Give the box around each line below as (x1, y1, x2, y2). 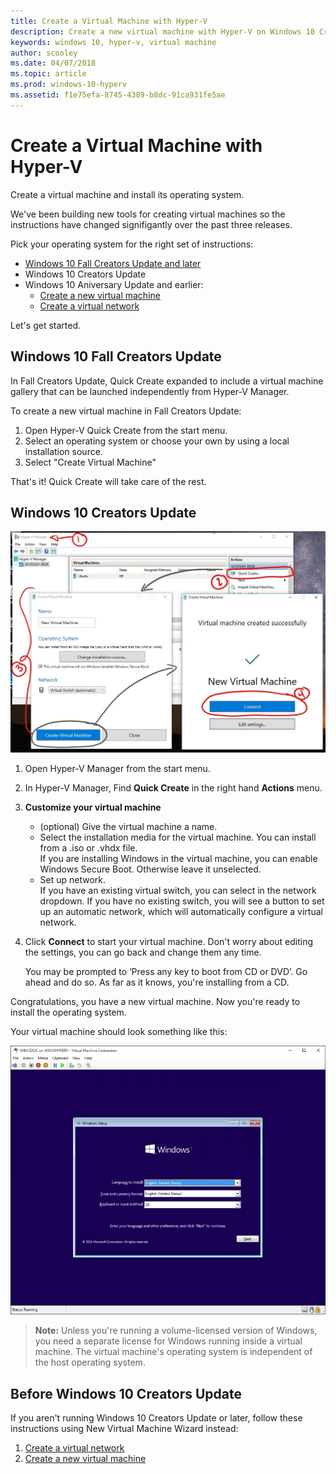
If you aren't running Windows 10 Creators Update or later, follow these (10, 1412, 303, 1424)
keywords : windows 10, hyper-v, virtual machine (10, 37, 217, 47)
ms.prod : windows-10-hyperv (10, 80, 128, 90)
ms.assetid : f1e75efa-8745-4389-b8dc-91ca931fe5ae (10, 90, 226, 100)
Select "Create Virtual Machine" (24, 456, 157, 468)
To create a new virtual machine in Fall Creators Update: (10, 405, 242, 417)
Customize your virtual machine (24, 801, 162, 814)
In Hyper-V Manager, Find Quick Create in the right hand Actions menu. (24, 782, 323, 794)
